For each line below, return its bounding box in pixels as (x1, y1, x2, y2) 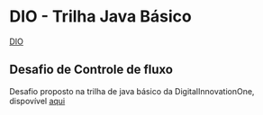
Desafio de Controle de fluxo (9, 62, 174, 77)
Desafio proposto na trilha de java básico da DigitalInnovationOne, (9, 85, 255, 96)
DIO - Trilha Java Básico (9, 6, 192, 27)
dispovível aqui (9, 95, 66, 106)
